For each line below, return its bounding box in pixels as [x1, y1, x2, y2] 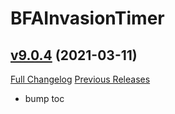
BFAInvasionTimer [10, 7, 165, 30]
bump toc [24, 93, 65, 104]
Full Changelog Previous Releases [10, 73, 151, 85]
